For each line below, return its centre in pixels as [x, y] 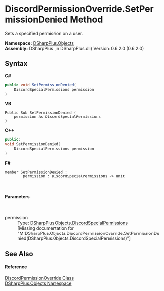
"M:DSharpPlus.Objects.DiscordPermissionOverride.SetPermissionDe [88, 233]
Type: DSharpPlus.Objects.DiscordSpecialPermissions [73, 223]
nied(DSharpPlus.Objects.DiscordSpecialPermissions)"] [74, 238]
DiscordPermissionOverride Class [40, 278]
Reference [16, 267]
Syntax [16, 64]
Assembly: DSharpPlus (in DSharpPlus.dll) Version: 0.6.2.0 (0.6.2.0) [75, 48]
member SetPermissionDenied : [36, 172]
